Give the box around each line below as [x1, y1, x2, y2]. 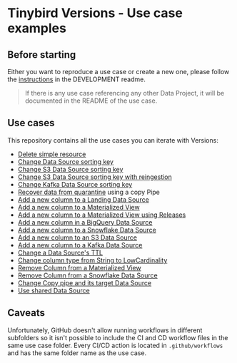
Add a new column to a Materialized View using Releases [17, 210, 186, 219]
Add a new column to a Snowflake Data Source [17, 225, 157, 234]
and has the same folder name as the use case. [7, 348, 147, 357]
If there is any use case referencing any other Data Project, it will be [24, 89, 225, 97]
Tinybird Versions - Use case [7, 5, 183, 21]
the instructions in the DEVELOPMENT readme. [7, 75, 146, 83]
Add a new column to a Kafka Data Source [17, 240, 143, 249]
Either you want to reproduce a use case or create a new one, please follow [7, 68, 230, 76]
